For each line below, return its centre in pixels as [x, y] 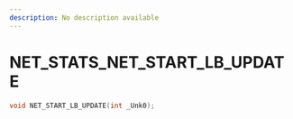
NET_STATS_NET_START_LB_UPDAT [147, 62]
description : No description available [84, 18]
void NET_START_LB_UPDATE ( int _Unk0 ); [82, 105]
